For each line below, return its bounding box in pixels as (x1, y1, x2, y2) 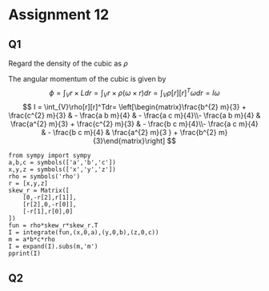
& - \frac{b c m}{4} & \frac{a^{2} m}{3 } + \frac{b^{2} (41, 128, 218, 138)
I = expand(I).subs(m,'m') (8, 242, 98, 251)
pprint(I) (8, 249, 42, 257)
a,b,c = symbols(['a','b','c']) (8, 158, 116, 167)
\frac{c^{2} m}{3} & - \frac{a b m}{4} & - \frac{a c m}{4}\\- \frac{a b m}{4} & (8, 110, 261, 121)
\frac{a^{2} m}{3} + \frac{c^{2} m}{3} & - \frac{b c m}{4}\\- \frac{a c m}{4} (10, 119, 259, 129)
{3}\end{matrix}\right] (92, 136, 166, 145)
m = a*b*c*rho (8, 236, 56, 244)
